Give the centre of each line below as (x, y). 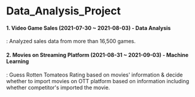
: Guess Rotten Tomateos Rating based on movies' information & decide (95, 75)
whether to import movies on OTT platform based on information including (98, 81)
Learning (18, 61)
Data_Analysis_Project (64, 11)
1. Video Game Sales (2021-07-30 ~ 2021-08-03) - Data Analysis (89, 28)
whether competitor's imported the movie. (58, 87)
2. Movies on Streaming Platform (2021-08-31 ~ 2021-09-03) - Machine (97, 54)
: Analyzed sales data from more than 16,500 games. (71, 41)
